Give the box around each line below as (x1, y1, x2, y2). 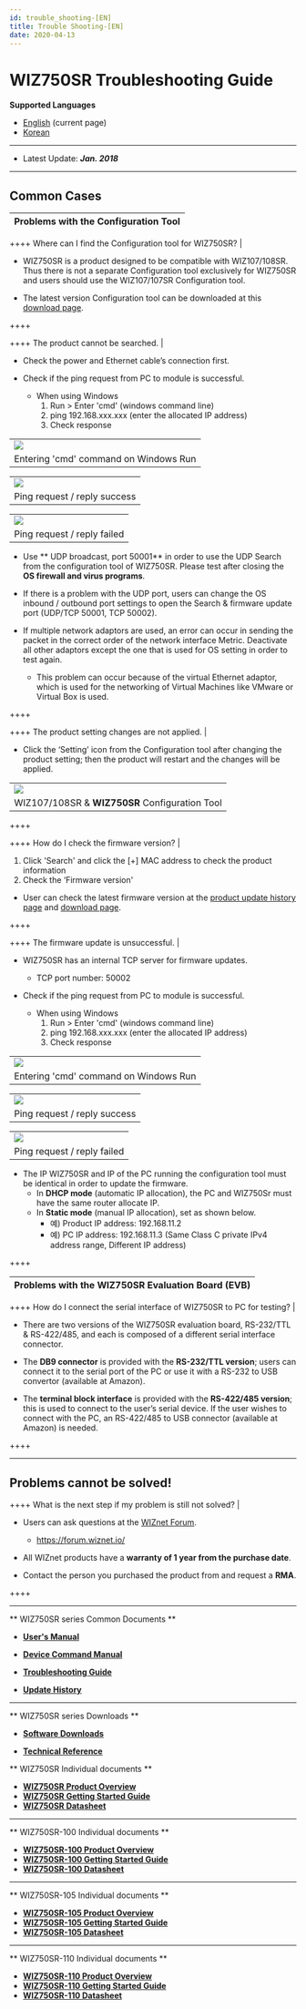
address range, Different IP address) (49, 1240, 187, 1251)
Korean (22, 127, 50, 138)
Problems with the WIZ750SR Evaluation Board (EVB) (14, 1279, 251, 1292)
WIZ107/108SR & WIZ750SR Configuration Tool (14, 796, 223, 809)
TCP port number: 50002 (36, 972, 131, 984)
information (22, 865, 66, 876)
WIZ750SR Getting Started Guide (22, 1790, 151, 1801)
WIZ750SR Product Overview (22, 1780, 137, 1791)
